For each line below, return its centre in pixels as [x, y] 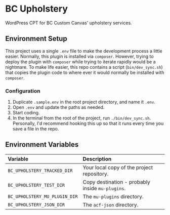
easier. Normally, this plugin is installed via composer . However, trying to [79, 56]
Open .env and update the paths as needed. [58, 107]
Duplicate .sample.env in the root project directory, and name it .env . [84, 102]
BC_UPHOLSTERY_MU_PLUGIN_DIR [43, 196]
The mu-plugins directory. [113, 196]
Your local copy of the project [118, 167]
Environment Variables [42, 145]
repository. [96, 174]
